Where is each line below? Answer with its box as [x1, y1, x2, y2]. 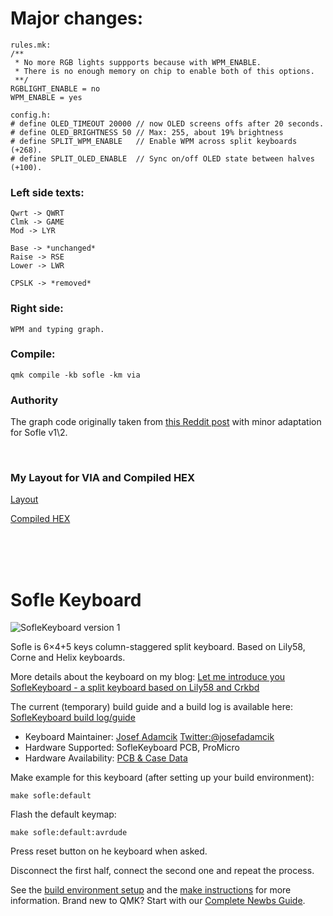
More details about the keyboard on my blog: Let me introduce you [10, 671, 286, 683]
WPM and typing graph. [10, 324, 105, 334]
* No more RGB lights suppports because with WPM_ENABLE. [14, 57, 262, 67]
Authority [10, 393, 59, 407]
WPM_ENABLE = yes [10, 92, 83, 102]
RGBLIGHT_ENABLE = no [10, 83, 101, 94]
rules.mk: [10, 40, 52, 50]
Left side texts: [10, 185, 85, 199]
